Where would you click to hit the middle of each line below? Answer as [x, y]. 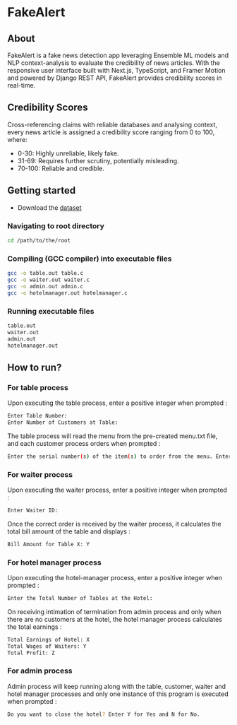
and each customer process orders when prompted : [84, 443]
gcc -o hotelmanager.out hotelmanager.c [68, 293]
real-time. [22, 85]
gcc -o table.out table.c [45, 273]
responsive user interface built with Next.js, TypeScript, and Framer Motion [116, 70]
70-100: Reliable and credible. [61, 168]
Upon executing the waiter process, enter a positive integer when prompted [117, 490]
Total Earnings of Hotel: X [49, 639]
